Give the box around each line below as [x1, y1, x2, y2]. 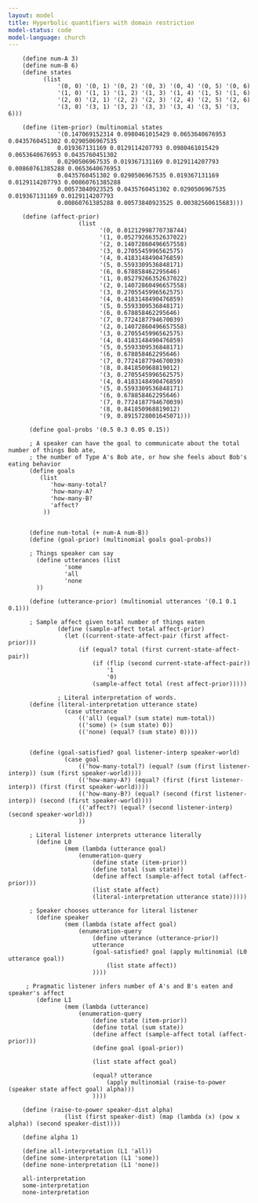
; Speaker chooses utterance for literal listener [28, 907, 198, 915]
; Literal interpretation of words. [57, 694, 177, 702]
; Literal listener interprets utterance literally [28, 832, 202, 839]
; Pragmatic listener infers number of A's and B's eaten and [25, 982, 234, 990]
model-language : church [8, 33, 86, 42]
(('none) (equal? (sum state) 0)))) [78, 728, 198, 737]
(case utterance [64, 708, 118, 715]
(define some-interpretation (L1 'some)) [22, 1154, 159, 1162]
